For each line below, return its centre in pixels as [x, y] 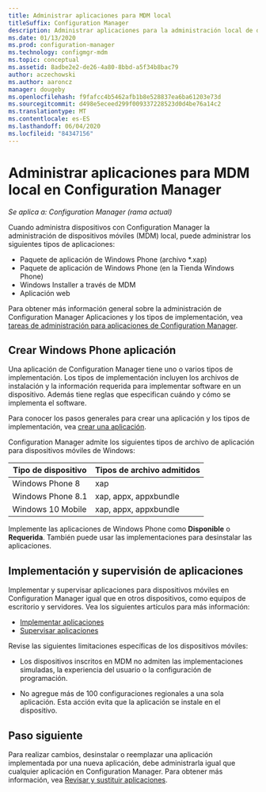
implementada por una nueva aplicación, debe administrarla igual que [122, 763]
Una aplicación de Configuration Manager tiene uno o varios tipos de [121, 369]
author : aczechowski [42, 75]
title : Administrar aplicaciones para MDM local [90, 15]
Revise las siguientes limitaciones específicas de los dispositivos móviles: [128, 646]
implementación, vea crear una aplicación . [77, 427]
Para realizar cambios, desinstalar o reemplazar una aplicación [110, 754]
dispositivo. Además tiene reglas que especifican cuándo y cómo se [120, 394]
